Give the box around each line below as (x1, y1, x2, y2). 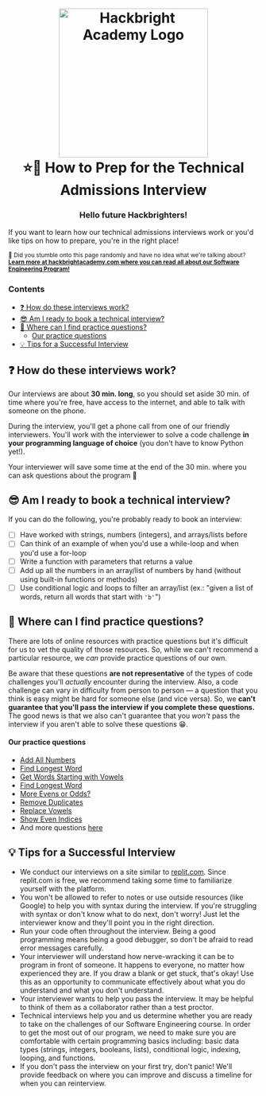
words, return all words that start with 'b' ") (19, 591, 161, 601)
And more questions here (19, 822, 103, 832)
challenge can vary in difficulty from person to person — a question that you (8, 685, 258, 695)
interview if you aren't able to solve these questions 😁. (8, 719, 189, 728)
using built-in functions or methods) (19, 574, 137, 584)
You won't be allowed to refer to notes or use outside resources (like (19, 892, 244, 902)
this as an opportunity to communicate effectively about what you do (19, 977, 246, 986)
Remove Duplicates (19, 797, 83, 807)
